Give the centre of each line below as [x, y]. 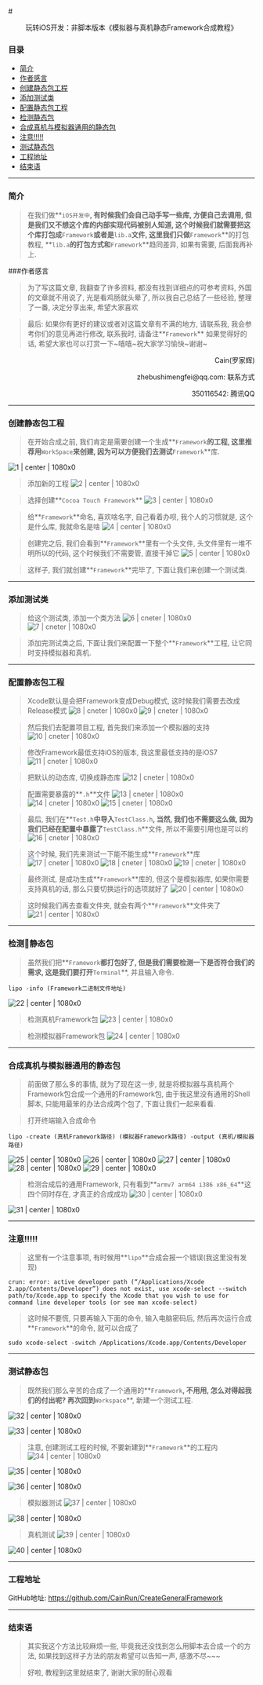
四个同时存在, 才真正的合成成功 [77, 1194]
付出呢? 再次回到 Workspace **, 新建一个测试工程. [117, 1400]
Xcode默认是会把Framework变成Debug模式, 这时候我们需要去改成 [133, 701]
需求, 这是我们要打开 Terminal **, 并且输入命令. [101, 972]
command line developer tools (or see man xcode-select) [103, 1303]
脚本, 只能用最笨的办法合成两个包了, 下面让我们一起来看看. [121, 1104]
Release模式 [47, 711]
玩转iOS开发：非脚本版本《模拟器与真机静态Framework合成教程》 [131, 27]
